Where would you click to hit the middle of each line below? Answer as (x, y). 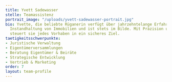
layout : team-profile (28, 72)
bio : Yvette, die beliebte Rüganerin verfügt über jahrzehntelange (79, 24)
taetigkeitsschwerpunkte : (33, 39)
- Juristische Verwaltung (33, 43)
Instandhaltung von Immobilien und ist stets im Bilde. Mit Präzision (87, 29)
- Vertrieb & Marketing (31, 62)
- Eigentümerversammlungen (34, 48)
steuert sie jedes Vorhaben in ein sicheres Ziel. (65, 34)
